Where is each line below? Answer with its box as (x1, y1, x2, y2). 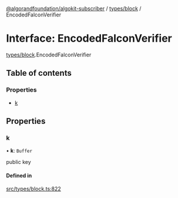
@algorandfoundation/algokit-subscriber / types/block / (6, 5, 142, 12)
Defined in (6, 172, 32, 179)
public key (6, 159, 31, 166)
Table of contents (6, 68, 72, 78)
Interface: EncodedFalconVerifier (6, 32, 172, 45)
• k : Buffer (6, 147, 32, 155)
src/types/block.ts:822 (6, 185, 62, 192)
